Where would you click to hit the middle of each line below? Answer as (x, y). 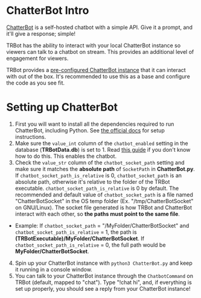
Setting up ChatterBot (62, 107)
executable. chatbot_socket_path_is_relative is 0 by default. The (97, 188)
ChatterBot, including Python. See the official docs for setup (90, 130)
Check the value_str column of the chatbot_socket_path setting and (100, 162)
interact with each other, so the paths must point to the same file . (97, 214)
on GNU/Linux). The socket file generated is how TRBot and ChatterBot (103, 207)
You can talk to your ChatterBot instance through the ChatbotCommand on (104, 276)
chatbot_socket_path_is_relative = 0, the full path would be (90, 245)
